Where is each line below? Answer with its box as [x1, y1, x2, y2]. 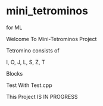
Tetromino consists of [6, 46, 60, 54]
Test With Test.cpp [6, 82, 52, 89]
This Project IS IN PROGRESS [6, 93, 78, 100]
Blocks [6, 70, 23, 77]
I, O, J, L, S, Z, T [6, 58, 45, 66]
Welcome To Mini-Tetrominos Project [6, 35, 97, 42]
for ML [6, 24, 23, 31]
